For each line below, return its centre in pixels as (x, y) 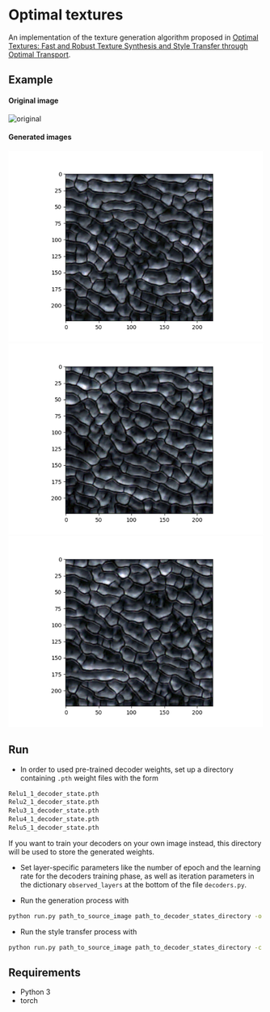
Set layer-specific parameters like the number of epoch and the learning (140, 867)
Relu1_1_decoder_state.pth (54, 794)
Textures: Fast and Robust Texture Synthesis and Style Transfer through (128, 45)
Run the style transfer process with (78, 931)
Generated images (40, 137)
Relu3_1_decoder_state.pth (54, 811)
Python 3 (35, 992)
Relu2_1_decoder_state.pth (54, 802)
